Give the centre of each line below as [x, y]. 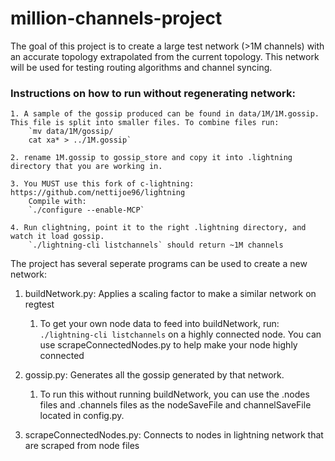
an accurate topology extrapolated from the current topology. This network [165, 56]
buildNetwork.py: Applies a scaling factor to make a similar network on [170, 294]
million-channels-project [116, 18]
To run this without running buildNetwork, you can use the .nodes [174, 394]
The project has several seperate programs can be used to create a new [159, 264]
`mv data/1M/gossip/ [71, 132]
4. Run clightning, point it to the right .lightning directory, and [158, 228]
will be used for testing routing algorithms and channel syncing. [141, 67]
